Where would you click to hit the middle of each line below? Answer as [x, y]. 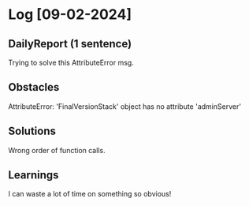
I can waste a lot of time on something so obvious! [90, 194]
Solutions [32, 131]
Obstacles [34, 87]
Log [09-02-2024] [70, 15]
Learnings [33, 175]
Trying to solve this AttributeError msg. [71, 62]
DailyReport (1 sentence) [70, 44]
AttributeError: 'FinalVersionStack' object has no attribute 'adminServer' [125, 106]
